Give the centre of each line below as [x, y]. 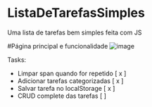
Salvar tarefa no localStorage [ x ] [66, 88]
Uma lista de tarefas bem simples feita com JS [75, 32]
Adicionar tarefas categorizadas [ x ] [70, 81]
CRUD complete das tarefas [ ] [62, 96]
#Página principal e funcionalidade [58, 46]
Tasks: [17, 59]
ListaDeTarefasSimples [76, 13]
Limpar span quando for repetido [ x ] [72, 73]
